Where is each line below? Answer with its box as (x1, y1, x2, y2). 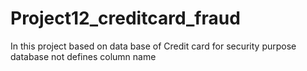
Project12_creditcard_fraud (10, 7, 241, 30)
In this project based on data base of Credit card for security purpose (10, 40, 297, 52)
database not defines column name (10, 50, 157, 62)
